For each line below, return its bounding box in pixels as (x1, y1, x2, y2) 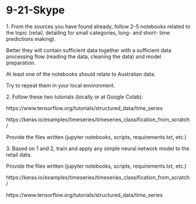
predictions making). (6, 35, 56, 42)
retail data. (6, 151, 32, 158)
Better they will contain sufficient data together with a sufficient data (6, 46, 172, 53)
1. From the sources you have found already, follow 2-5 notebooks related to (6, 23, 191, 30)
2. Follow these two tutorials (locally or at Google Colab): (6, 93, 144, 100)
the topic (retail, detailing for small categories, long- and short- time (6, 29, 170, 36)
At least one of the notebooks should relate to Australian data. (6, 70, 156, 77)
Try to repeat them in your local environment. (6, 81, 116, 89)
